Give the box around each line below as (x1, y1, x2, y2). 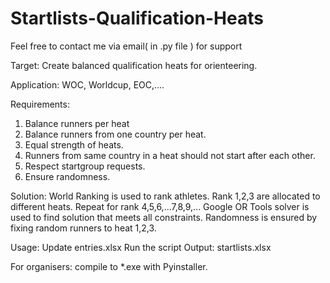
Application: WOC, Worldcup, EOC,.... (10, 78, 165, 91)
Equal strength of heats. (24, 138, 124, 151)
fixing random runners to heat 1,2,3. (10, 222, 157, 234)
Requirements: (10, 98, 70, 110)
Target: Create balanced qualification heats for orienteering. (10, 59, 258, 71)
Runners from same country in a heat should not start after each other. (24, 149, 316, 161)
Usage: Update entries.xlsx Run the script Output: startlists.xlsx (10, 241, 272, 253)
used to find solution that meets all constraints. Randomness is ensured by (10, 211, 318, 223)
